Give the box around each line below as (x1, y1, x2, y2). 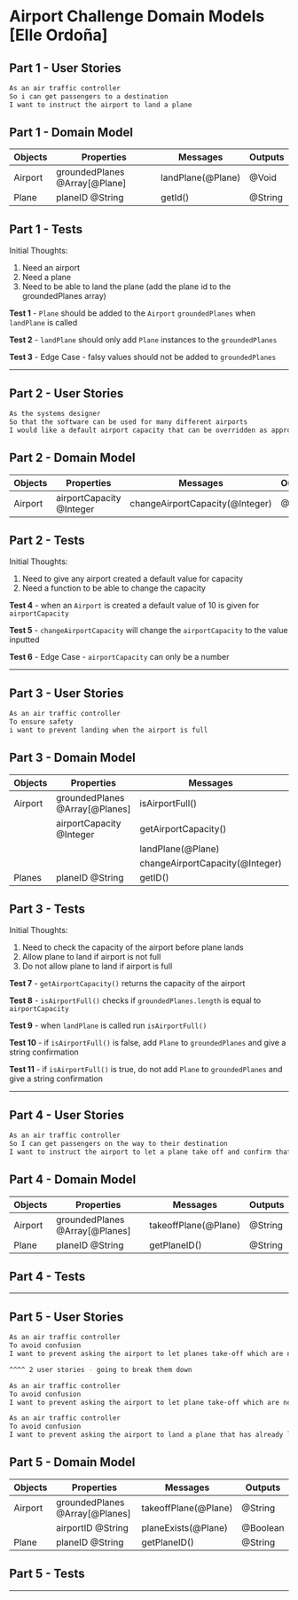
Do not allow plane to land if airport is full (21, 961, 173, 972)
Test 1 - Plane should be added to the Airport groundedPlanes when (9, 308, 255, 318)
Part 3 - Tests (9, 901, 86, 916)
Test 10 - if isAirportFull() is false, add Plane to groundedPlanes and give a (9, 1038, 286, 1048)
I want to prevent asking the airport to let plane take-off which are (9, 1398, 279, 1407)
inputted (9, 634, 40, 645)
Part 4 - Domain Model (9, 1173, 137, 1188)
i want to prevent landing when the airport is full (9, 725, 208, 734)
